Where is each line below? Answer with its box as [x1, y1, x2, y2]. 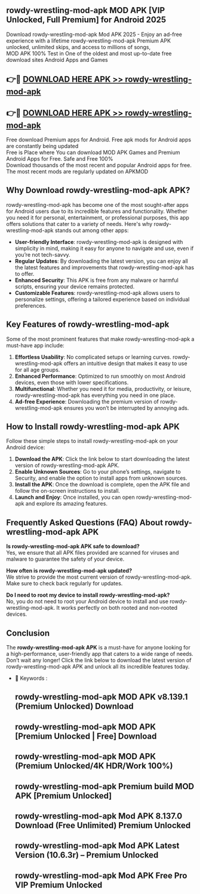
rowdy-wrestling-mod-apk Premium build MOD [14, 781, 195, 791]
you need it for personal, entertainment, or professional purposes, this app [6, 213, 190, 221]
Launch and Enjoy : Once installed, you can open [14, 493, 136, 501]
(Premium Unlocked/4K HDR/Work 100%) [14, 761, 173, 771]
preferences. [14, 302, 47, 309]
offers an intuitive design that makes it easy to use [63, 360, 187, 367]
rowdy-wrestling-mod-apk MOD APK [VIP [6, 5, 165, 16]
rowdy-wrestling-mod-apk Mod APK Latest [14, 841, 180, 851]
